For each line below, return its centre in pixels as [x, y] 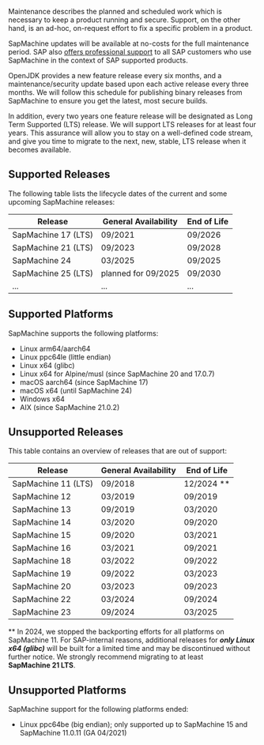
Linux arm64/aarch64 [55, 348]
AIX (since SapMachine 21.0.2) [70, 407]
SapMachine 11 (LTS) [53, 483]
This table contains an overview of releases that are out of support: [118, 451]
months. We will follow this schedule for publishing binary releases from [125, 92]
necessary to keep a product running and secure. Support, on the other [124, 20]
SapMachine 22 [41, 600]
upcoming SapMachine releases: [62, 201]
